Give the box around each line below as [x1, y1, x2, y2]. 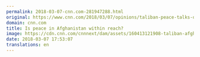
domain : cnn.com [6, 20, 46, 26]
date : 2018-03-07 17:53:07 [6, 36, 73, 42]
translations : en [6, 42, 49, 48]
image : [6, 31, 23, 37]
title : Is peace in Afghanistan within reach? [6, 25, 124, 31]
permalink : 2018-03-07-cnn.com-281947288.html [6, 8, 124, 15]
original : [6, 14, 31, 20]
